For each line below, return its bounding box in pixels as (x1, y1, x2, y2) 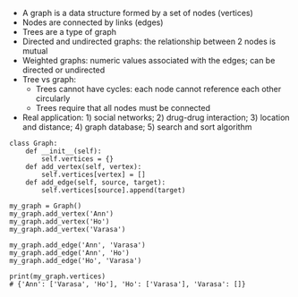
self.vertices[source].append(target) (41, 186, 186, 195)
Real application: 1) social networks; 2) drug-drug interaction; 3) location (21, 112, 290, 123)
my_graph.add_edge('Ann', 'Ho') (9, 249, 130, 258)
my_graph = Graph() (9, 201, 82, 210)
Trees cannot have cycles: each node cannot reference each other (35, 84, 282, 94)
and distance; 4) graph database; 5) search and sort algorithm (21, 122, 252, 132)
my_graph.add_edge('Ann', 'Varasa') (9, 241, 146, 250)
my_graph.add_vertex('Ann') (9, 209, 115, 218)
